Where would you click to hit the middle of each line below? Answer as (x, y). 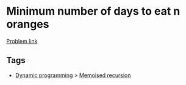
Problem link (22, 41)
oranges (28, 24)
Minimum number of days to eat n (93, 11)
